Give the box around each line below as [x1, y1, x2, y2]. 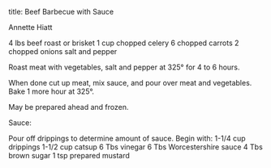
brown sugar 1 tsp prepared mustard [8, 151, 130, 160]
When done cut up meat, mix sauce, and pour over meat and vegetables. [8, 78, 252, 87]
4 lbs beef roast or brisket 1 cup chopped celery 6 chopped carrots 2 [8, 38, 239, 48]
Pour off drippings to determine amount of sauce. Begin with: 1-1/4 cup [8, 133, 246, 143]
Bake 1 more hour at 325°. [8, 86, 95, 96]
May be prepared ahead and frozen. [8, 103, 129, 111]
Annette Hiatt [8, 23, 53, 31]
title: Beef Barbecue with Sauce [8, 7, 114, 16]
